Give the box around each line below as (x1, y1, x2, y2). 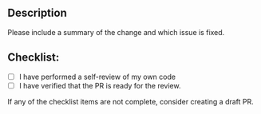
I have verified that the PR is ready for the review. (18, 81, 181, 90)
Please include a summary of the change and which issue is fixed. (7, 27, 225, 37)
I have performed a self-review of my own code (18, 72, 176, 81)
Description (7, 6, 67, 20)
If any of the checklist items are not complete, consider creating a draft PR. (7, 96, 255, 106)
